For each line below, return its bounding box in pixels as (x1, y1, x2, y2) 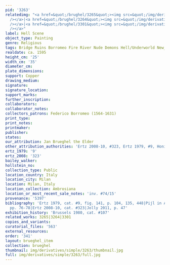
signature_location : (5, 87, 49, 93)
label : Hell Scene (5, 31, 44, 36)
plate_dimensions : (5, 69, 44, 74)
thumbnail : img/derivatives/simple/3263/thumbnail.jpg (5, 248, 123, 253)
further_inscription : (5, 97, 51, 102)
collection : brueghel (5, 243, 51, 248)
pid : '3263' (5, 7, 30, 13)
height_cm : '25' (5, 54, 39, 60)
